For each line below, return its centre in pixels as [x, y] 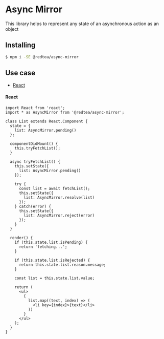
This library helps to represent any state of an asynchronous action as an [82, 24]
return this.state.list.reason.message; [62, 265]
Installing [20, 45]
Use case [20, 73]
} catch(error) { [33, 206]
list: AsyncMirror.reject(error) [59, 215]
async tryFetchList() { [35, 162]
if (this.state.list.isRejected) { [52, 260]
